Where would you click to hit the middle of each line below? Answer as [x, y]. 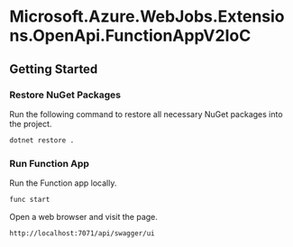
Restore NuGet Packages [65, 95]
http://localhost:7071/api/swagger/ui [82, 233]
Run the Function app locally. [63, 183]
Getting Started [54, 69]
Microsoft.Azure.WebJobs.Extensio [147, 17]
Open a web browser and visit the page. [83, 216]
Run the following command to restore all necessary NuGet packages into [146, 114]
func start [30, 200]
